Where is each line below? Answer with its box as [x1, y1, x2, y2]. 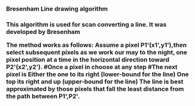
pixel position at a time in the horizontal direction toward [6, 56, 170, 64]
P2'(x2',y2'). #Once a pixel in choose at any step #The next [6, 63, 177, 71]
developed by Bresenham [6, 28, 81, 36]
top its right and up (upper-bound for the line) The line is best [6, 78, 183, 86]
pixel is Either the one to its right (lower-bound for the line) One [6, 70, 189, 78]
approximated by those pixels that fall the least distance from [6, 85, 184, 93]
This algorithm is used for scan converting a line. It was [6, 20, 167, 28]
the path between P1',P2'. [6, 93, 80, 101]
